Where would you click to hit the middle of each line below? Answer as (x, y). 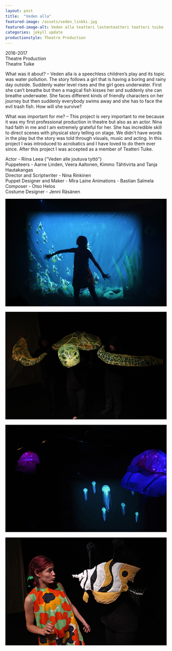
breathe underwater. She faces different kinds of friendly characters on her (84, 96)
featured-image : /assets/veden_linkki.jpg (51, 22)
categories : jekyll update (34, 33)
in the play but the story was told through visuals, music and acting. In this (84, 138)
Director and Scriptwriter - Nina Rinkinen (48, 175)
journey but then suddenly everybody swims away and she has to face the (84, 101)
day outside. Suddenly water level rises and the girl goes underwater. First (84, 85)
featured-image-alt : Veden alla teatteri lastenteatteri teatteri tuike (84, 27)
